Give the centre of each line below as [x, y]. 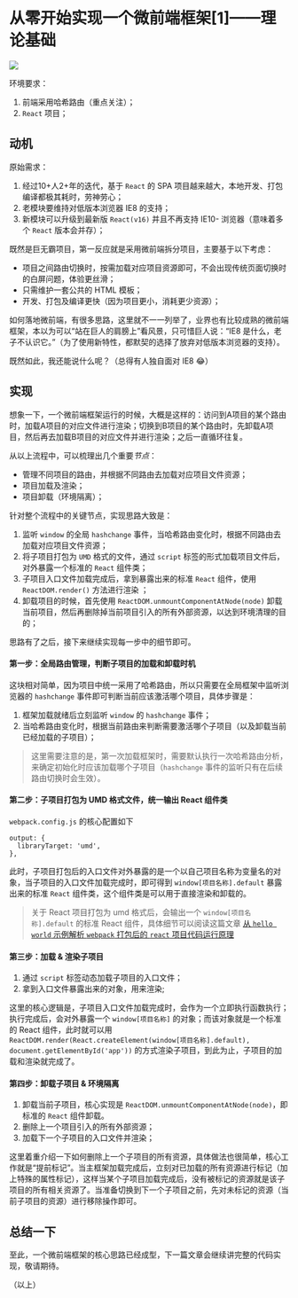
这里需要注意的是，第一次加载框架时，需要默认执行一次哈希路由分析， [159, 755]
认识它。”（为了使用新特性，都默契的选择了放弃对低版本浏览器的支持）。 [155, 341]
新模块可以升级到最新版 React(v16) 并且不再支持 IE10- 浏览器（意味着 [149, 219]
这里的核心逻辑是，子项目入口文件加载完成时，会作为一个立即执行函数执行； [149, 1008]
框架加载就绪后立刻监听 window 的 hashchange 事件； [117, 715]
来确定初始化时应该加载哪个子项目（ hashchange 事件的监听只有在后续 [157, 767]
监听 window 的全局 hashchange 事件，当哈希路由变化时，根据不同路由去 [152, 534]
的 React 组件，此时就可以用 [61, 1030]
